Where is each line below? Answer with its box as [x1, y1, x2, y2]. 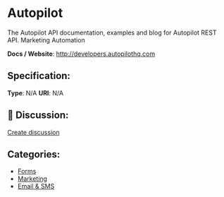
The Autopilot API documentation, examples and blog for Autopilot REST [7, 28, 217, 37]
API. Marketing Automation [7, 35, 86, 44]
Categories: [7, 148, 61, 160]
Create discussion [7, 128, 60, 136]
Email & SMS [17, 182, 55, 191]
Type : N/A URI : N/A [7, 88, 64, 97]
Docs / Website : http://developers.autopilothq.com [7, 49, 156, 58]
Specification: [7, 70, 70, 82]
